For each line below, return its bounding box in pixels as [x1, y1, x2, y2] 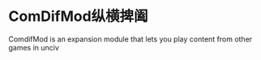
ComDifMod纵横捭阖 [8, 7, 148, 26]
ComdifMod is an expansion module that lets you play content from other [8, 34, 253, 44]
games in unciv [8, 42, 59, 52]
